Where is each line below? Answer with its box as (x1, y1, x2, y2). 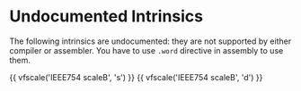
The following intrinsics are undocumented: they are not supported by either (9, 36, 292, 46)
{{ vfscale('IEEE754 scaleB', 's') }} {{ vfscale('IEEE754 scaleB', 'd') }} (9, 71, 263, 82)
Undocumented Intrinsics (9, 6, 204, 27)
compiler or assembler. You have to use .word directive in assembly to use (9, 45, 284, 55)
